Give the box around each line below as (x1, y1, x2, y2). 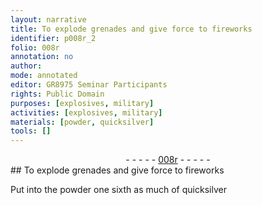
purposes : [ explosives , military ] (10, 98, 155, 108)
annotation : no (10, 52, 74, 62)
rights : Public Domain (10, 89, 105, 99)
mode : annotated (10, 71, 78, 81)
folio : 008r (10, 42, 60, 53)
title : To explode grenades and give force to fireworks (10, 24, 253, 34)
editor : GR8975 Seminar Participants (10, 80, 168, 90)
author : (10, 61, 43, 71)
